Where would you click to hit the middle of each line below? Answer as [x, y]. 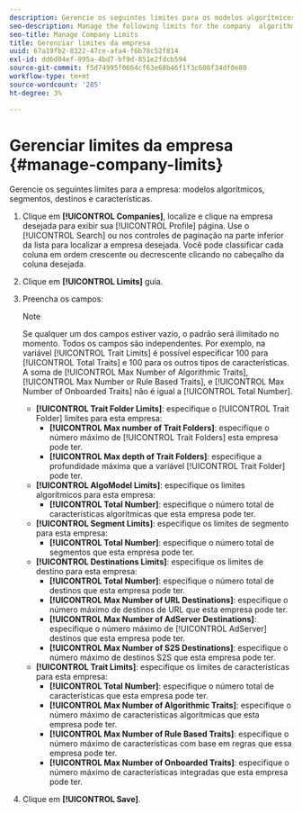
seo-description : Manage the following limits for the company [130, 26]
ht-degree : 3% [36, 93]
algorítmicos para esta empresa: [95, 495]
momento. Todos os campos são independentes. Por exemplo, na [144, 344]
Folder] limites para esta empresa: [99, 419]
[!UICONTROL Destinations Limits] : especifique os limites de [150, 562]
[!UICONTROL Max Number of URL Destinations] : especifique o [169, 601]
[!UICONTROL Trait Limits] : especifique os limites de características [163, 667]
